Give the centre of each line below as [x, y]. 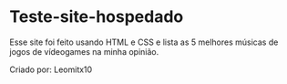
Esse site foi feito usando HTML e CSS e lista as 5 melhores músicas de [144, 42]
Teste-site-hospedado [97, 17]
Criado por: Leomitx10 [51, 69]
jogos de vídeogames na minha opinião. [84, 51]
